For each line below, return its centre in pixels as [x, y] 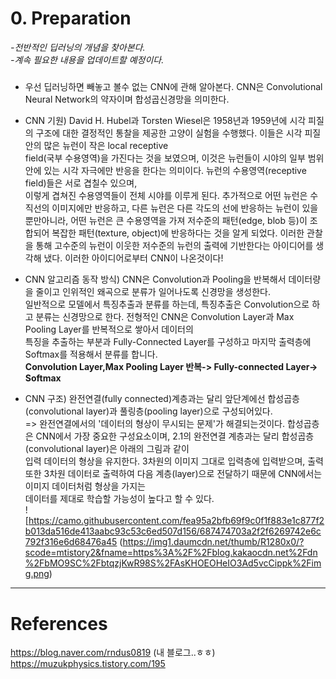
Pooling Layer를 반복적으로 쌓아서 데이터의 [109, 329]
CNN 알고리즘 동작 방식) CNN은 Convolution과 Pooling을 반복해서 [155, 279]
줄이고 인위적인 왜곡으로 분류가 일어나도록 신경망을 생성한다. [153, 292]
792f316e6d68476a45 [71, 542]
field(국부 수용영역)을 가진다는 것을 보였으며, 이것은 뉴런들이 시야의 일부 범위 [174, 158]
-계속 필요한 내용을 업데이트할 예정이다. [87, 59]
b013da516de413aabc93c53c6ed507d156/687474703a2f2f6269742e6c [173, 531]
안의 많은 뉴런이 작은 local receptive [96, 146]
